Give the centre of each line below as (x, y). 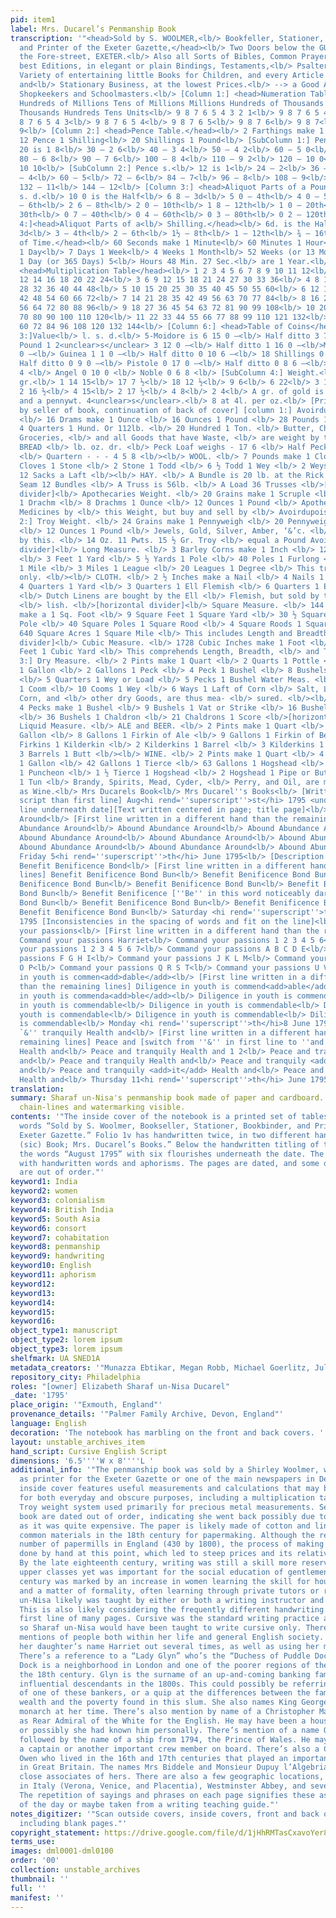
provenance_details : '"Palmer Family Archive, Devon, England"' (147, 1414)
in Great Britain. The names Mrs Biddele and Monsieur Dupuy (149, 1767)
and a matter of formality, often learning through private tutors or (169, 1591)
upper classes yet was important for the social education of (151, 1572)
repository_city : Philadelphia (75, 1377)
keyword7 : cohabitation (60, 1237)
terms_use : (33, 1842)
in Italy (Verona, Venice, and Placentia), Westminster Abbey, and (163, 1786)
